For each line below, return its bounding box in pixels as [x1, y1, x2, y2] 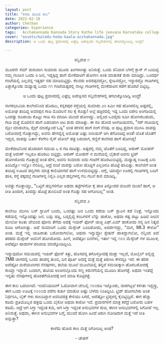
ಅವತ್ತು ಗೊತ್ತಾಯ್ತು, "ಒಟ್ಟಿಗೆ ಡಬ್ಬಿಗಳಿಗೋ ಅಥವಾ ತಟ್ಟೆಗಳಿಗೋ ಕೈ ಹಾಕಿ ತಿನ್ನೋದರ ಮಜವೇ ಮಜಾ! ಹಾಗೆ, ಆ [5, 183, 155, 188]
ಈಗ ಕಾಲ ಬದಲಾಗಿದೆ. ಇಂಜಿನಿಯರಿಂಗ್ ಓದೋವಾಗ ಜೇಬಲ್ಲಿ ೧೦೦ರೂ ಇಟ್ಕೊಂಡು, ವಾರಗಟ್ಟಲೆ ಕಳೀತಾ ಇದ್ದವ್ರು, [5, 282, 159, 288]
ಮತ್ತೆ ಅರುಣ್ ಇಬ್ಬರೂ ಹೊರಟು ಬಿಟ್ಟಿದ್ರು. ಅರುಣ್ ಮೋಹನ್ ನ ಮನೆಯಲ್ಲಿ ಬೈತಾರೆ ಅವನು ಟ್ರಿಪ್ [5, 151, 138, 157]
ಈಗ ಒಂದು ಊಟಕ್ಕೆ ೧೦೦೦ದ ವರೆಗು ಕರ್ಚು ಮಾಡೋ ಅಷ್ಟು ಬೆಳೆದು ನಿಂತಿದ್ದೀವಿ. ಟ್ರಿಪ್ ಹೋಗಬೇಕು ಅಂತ [5, 288, 150, 294]
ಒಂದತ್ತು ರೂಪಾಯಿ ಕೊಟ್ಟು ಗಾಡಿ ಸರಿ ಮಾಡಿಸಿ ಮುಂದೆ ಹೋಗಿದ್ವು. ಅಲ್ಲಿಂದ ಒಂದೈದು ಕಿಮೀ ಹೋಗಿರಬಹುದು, [5, 114, 155, 119]
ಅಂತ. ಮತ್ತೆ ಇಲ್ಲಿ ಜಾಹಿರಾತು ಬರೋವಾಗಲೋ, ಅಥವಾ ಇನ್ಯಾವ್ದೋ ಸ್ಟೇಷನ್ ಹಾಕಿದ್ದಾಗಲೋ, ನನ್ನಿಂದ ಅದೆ [5, 230, 159, 235]
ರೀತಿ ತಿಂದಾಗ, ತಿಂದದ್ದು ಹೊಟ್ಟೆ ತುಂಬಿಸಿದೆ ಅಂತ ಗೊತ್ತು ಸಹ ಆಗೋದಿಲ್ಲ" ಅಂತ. [5, 188, 115, 194]
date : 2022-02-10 [5, 16, 41, 21]
